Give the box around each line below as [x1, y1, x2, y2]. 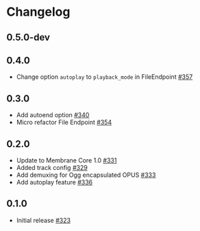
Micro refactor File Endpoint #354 [16, 118, 112, 127]
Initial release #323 [16, 216, 71, 224]
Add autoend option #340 [16, 111, 90, 119]
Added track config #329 [16, 164, 88, 172]
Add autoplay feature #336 [16, 178, 93, 186]
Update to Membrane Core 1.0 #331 [16, 156, 117, 165]
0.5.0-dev [6, 32, 51, 43]
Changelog [6, 4, 71, 20]
